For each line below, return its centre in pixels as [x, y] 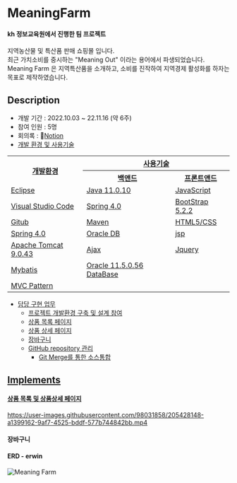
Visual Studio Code [42, 206]
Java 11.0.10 [109, 190]
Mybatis [24, 270]
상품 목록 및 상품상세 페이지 [44, 399]
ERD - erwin [25, 456]
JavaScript [193, 190]
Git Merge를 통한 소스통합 [75, 357]
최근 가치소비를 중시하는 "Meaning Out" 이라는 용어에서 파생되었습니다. [106, 60]
